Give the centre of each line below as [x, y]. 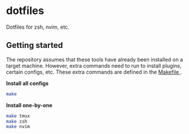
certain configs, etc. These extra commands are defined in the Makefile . [94, 72]
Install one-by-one [29, 105]
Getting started [35, 45]
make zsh [17, 121]
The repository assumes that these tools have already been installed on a [95, 59]
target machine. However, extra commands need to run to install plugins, [94, 66]
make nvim [18, 127]
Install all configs [27, 83]
